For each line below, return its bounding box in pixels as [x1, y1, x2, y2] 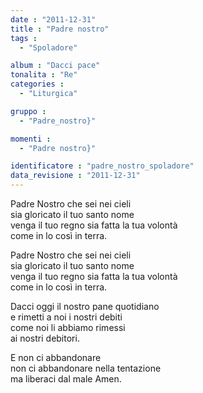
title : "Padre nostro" [10, 24, 110, 34]
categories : [10, 79, 65, 90]
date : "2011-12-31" [10, 14, 97, 25]
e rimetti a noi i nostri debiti [10, 311, 123, 323]
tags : [10, 33, 38, 43]
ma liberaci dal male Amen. [10, 373, 122, 385]
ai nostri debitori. [10, 332, 80, 344]
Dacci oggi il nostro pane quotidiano [10, 301, 160, 312]
